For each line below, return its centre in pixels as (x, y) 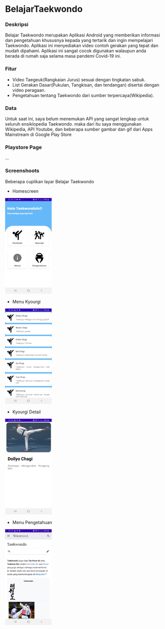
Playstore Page (23, 147)
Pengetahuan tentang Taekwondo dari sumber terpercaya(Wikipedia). (83, 95)
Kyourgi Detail (26, 412)
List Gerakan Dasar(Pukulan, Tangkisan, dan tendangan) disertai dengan (86, 85)
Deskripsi (17, 25)
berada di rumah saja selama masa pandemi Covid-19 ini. (63, 56)
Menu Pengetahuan (32, 523)
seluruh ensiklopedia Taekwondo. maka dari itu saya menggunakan (73, 124)
